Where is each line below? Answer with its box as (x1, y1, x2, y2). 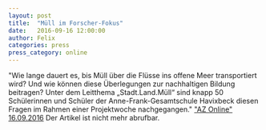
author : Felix (8, 33, 56, 42)
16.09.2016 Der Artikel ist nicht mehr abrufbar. (8, 113, 160, 122)
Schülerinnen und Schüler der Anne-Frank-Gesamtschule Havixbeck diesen (8, 97, 259, 105)
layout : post (8, 11, 52, 20)
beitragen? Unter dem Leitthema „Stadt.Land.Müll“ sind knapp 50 (8, 88, 224, 97)
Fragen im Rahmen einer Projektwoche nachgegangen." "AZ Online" (8, 104, 233, 114)
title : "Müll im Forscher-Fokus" (8, 19, 124, 27)
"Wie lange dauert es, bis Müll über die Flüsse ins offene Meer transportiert (8, 71, 257, 80)
